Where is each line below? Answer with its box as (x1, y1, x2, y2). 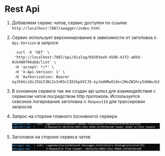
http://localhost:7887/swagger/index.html (11, 26, 100, 31)
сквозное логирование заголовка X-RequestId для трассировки (11, 98, 145, 104)
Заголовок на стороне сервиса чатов (11, 134, 91, 140)
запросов (11, 103, 33, 109)
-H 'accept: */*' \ (14, 64, 54, 69)
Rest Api (4, 3, 40, 15)
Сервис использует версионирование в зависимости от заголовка (11, 34, 153, 40)
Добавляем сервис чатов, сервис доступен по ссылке (11, 20, 127, 26)
